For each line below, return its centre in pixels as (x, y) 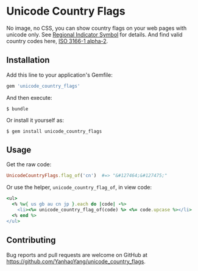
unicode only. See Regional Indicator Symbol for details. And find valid (94, 34)
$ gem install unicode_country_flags (54, 131)
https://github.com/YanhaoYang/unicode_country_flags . (76, 261)
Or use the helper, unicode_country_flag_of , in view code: (79, 188)
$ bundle (17, 109)
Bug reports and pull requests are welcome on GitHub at (77, 255)
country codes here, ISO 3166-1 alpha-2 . (57, 41)
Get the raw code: (29, 164)
